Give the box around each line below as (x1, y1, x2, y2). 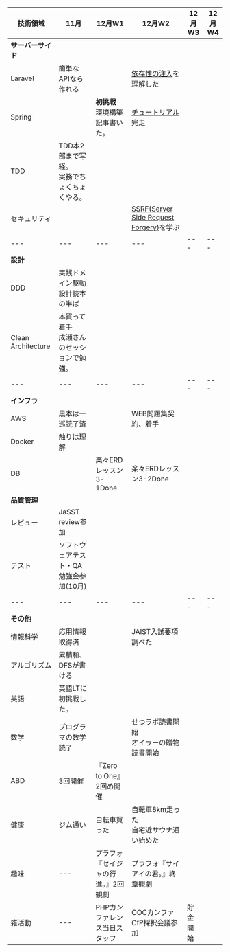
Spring (10, 113, 32, 122)
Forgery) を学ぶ (131, 223, 180, 232)
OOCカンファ (131, 908, 175, 917)
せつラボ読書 (131, 717, 173, 727)
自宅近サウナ (131, 826, 173, 835)
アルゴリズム (10, 661, 52, 670)
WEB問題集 (131, 409, 168, 418)
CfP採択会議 (131, 918, 171, 927)
